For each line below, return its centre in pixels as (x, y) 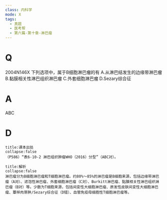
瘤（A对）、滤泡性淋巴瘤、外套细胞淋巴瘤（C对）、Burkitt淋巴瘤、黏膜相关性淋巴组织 (80, 181)
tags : (11, 19)
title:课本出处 (19, 147)
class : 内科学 (19, 10)
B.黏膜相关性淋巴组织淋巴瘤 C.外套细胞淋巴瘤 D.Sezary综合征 (68, 78)
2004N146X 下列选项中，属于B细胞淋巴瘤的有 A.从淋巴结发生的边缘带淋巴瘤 (84, 72)
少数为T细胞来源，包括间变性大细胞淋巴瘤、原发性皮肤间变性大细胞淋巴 (96, 187)
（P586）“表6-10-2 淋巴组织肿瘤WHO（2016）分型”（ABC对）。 (62, 157)
